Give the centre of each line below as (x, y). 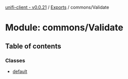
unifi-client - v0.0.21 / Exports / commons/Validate (57, 7)
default (20, 71)
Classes (15, 60)
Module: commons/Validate (64, 28)
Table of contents (33, 46)
